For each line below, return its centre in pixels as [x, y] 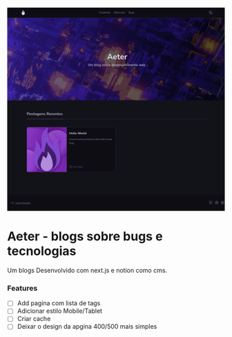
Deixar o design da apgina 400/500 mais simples [87, 327]
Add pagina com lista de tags [59, 303]
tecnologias [42, 251]
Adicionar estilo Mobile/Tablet [59, 311]
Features [22, 288]
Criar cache [34, 319]
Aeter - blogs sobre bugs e [85, 237]
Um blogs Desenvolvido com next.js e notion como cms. [87, 270]
